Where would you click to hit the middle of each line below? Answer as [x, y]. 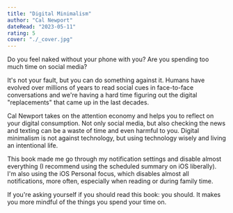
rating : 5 [22, 33]
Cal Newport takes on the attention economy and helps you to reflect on [111, 116]
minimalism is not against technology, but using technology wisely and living [116, 138]
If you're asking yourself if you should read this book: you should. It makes [114, 195]
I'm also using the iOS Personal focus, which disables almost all [98, 174]
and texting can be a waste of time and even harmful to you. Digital [103, 131]
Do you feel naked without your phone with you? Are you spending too [108, 59]
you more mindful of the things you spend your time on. [87, 202]
